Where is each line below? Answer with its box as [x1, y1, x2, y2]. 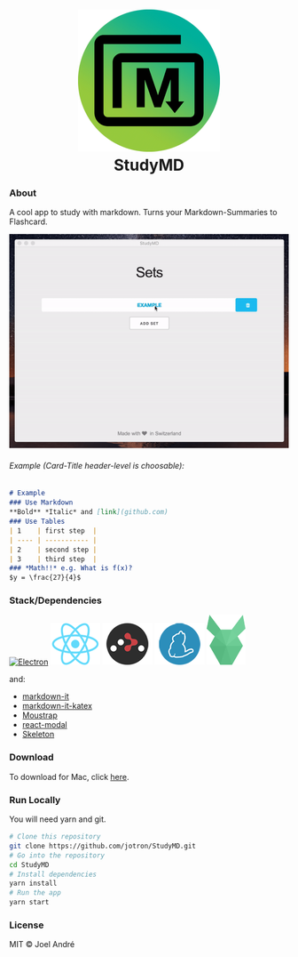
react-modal [21, 720, 68, 730]
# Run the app [9, 889, 62, 897]
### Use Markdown [9, 498, 74, 507]
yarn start [9, 898, 50, 907]
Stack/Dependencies [9, 594, 102, 607]
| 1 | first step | [9, 526, 98, 535]
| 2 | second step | [9, 545, 98, 554]
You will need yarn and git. [9, 814, 106, 824]
